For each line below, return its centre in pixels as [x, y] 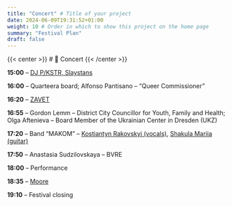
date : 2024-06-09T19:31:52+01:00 [55, 20]
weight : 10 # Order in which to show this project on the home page [108, 26]
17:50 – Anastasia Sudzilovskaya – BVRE [65, 155]
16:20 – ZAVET [28, 100]
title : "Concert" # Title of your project [69, 14]
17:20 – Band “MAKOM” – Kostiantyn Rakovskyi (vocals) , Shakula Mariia [110, 134]
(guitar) [18, 141]
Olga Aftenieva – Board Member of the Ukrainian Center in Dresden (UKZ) [113, 120]
